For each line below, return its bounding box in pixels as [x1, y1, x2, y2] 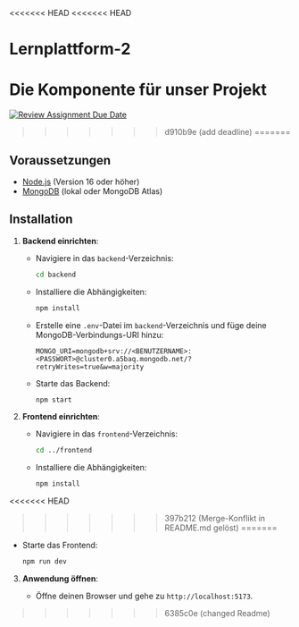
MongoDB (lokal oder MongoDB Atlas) [21, 185, 163, 196]
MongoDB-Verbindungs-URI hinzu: [35, 329, 164, 340]
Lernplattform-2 [9, 39, 131, 59]
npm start [35, 395, 73, 404]
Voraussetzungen [9, 152, 112, 168]
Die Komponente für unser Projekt [9, 80, 268, 100]
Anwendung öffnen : [21, 573, 99, 584]
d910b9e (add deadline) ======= [164, 127, 292, 138]
